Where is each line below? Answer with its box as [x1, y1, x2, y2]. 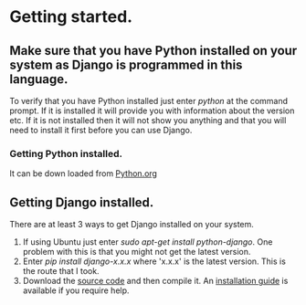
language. [9, 71, 69, 87]
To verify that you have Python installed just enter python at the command [9, 96, 289, 106]
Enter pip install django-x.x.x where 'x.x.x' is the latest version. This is [22, 256, 286, 267]
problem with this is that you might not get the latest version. [22, 247, 251, 258]
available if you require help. [22, 285, 130, 296]
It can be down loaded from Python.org [9, 168, 158, 179]
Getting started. [9, 6, 133, 27]
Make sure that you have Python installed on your [9, 43, 298, 58]
